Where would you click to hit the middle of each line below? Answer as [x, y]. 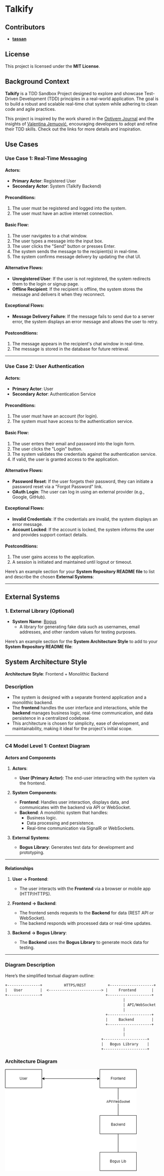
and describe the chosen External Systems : [50, 577]
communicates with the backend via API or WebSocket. [75, 808]
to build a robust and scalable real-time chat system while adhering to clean [81, 104]
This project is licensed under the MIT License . [52, 66]
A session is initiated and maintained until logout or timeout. [72, 562]
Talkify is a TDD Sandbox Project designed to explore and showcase [74, 93]
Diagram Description [30, 965]
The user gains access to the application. [53, 557]
